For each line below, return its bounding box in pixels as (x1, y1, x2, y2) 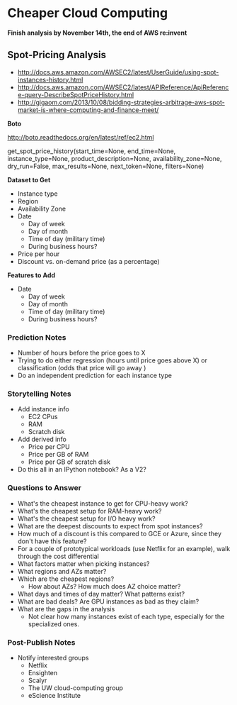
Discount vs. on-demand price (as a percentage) (17, 257, 161, 265)
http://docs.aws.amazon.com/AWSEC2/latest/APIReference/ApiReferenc (17, 83, 229, 91)
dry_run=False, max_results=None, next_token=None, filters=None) (7, 162, 204, 170)
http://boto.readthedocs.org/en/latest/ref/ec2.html (7, 133, 154, 141)
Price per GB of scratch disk (28, 457, 111, 466)
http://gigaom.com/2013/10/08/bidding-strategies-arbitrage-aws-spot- (17, 98, 225, 106)
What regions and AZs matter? (17, 567, 107, 575)
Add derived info (17, 435, 67, 444)
